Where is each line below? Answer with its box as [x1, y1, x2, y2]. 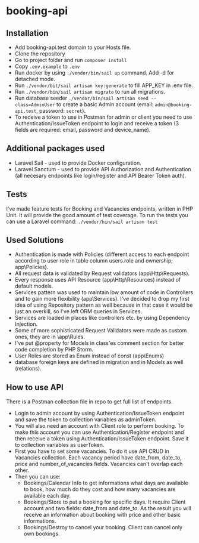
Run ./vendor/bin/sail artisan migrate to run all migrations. [14, 88, 166, 95]
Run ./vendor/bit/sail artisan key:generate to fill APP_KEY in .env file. [14, 82, 193, 89]
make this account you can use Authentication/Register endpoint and [14, 428, 184, 436]
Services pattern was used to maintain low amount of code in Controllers [14, 289, 194, 296]
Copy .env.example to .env [14, 63, 80, 70]
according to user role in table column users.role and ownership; [14, 257, 173, 264]
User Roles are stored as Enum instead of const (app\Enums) [14, 352, 165, 359]
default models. [14, 282, 53, 290]
